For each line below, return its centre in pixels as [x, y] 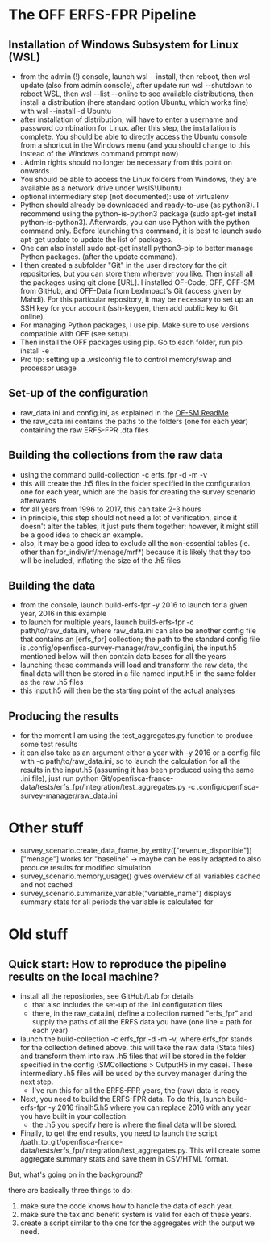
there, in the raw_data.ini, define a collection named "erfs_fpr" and [142, 1013]
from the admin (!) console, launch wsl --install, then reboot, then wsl [135, 77]
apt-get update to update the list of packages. [96, 239]
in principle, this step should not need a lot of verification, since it [129, 517]
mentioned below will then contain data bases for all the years [123, 657]
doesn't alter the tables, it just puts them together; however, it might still [139, 526]
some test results [49, 745]
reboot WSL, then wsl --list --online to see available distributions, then [137, 94]
